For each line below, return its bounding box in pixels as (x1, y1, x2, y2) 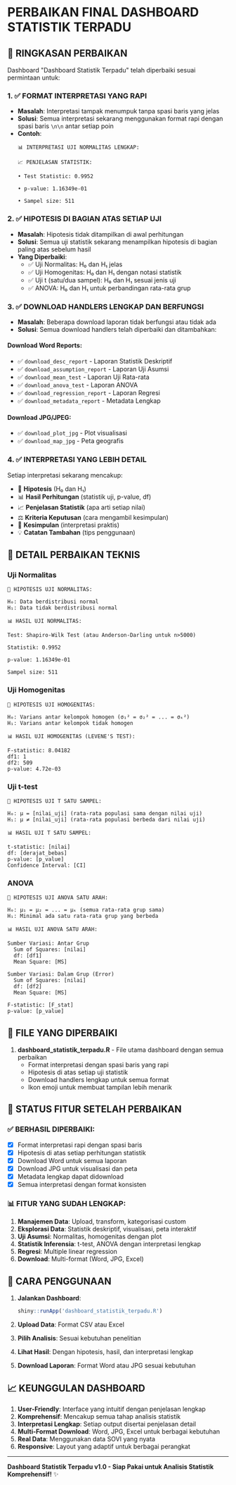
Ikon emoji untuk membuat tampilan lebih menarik (27, 1083, 172, 1091)
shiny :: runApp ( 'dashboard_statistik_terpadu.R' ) (17, 1307, 163, 1315)
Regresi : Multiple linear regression (17, 1248, 118, 1256)
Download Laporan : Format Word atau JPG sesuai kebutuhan (17, 1361, 196, 1370)
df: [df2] (13, 983, 42, 990)
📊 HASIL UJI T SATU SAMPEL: (7, 829, 91, 836)
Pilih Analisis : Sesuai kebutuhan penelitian (17, 1334, 142, 1343)
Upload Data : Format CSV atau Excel (17, 1320, 125, 1329)
